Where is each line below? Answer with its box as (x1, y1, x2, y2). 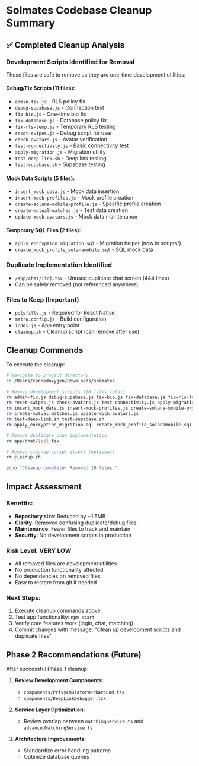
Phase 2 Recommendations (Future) (6, 650, 142, 660)
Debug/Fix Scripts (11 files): (6, 84, 75, 92)
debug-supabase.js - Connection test (14, 105, 105, 112)
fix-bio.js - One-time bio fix (14, 110, 87, 118)
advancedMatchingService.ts (23, 725, 93, 731)
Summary (6, 16, 55, 30)
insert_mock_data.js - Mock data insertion (14, 188, 120, 195)
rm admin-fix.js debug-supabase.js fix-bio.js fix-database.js (6, 394, 166, 400)
